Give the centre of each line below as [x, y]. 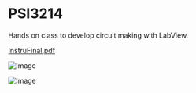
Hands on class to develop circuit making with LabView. [98, 35]
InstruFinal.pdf [32, 50]
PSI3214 [36, 14]
